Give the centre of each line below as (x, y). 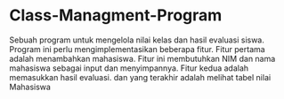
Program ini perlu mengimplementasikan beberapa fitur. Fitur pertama (137, 49)
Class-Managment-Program (116, 15)
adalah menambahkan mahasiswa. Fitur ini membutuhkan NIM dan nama (142, 58)
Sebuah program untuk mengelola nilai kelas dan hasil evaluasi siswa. (137, 40)
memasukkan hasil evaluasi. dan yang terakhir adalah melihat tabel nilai (140, 77)
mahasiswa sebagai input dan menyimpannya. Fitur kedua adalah (129, 68)
